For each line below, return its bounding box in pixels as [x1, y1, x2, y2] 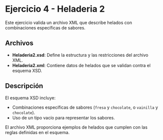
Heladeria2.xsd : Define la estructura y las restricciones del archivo [12, 52, 149, 58]
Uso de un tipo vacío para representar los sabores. [12, 115, 115, 120]
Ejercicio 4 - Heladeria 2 [5, 3, 105, 15]
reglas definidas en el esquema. [5, 129, 70, 135]
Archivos [5, 39, 33, 47]
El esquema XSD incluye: [5, 94, 55, 101]
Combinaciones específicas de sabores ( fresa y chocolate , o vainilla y [12, 104, 158, 110]
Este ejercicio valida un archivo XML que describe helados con [5, 20, 133, 25]
